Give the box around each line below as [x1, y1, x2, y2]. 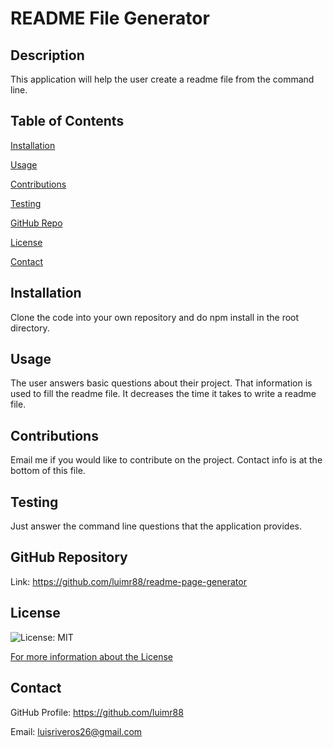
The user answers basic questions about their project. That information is [10, 377, 313, 389]
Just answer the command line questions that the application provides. [10, 520, 303, 532]
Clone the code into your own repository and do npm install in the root [10, 311, 300, 323]
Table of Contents [10, 113, 125, 130]
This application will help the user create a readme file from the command [10, 73, 315, 85]
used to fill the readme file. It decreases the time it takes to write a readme [10, 388, 317, 400]
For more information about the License [10, 650, 173, 662]
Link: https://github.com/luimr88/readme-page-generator [10, 575, 247, 587]
